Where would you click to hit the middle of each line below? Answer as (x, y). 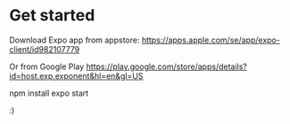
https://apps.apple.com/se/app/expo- (211, 40)
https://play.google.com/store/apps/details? (167, 66)
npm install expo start (49, 93)
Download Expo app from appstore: (75, 40)
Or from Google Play (47, 66)
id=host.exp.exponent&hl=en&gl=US (76, 75)
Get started (52, 15)
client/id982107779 (45, 49)
